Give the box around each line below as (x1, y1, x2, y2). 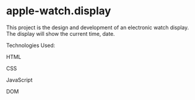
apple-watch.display (6, 4, 112, 18)
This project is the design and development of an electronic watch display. (6, 24, 189, 31)
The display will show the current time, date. (6, 30, 115, 37)
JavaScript (6, 76, 33, 83)
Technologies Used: (6, 42, 55, 49)
